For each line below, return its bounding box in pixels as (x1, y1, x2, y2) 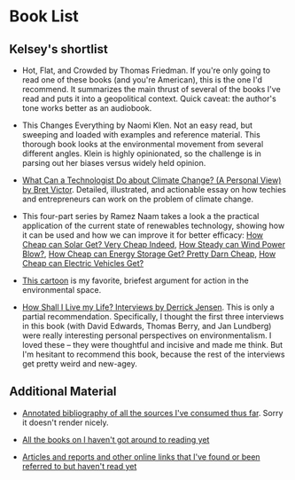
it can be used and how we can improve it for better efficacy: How (21, 230, 264, 240)
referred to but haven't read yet (21, 460, 137, 471)
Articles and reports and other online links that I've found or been (21, 451, 260, 462)
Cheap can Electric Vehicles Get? (21, 258, 144, 268)
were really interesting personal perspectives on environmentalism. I (21, 330, 272, 341)
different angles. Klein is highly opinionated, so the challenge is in (21, 148, 261, 159)
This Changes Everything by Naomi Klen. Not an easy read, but (21, 120, 253, 130)
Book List (9, 6, 80, 27)
